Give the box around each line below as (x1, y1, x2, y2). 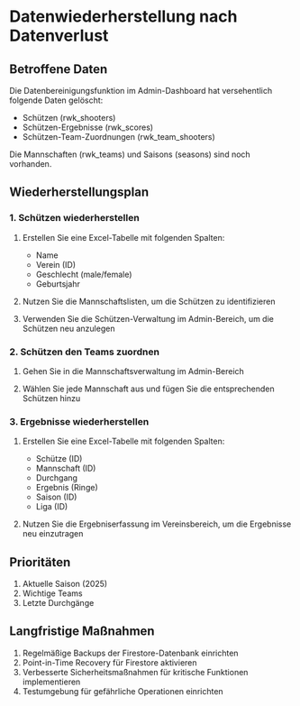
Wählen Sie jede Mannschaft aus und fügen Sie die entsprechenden (22, 383, 275, 394)
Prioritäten (9, 555, 71, 570)
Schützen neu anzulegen (22, 323, 115, 334)
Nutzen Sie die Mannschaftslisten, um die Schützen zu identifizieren (22, 296, 276, 307)
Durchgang (35, 472, 78, 483)
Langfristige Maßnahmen (9, 624, 155, 639)
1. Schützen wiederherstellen (9, 212, 140, 225)
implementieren (22, 676, 81, 687)
